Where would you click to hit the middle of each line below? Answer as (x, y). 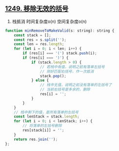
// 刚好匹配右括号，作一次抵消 (67, 71)
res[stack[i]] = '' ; (43, 131)
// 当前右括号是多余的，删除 (65, 90)
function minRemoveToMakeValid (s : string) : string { (60, 31)
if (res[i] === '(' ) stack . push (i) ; (60, 53)
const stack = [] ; (32, 35)
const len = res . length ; (39, 44)
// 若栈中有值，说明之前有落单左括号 (72, 67)
